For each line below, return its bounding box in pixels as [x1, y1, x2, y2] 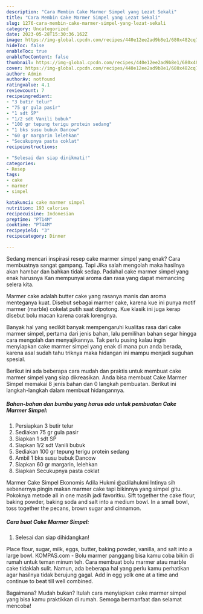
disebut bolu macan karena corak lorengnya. [6, 312, 118, 319]
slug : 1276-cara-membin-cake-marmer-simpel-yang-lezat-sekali [6, 20, 166, 26]
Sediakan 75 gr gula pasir [14, 428, 79, 436]
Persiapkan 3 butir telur [14, 422, 74, 429]
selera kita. [6, 281, 34, 288]
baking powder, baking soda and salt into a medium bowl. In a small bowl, [6, 498, 190, 505]
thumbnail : [6, 59, 34, 65]
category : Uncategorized [6, 25, 69, 32]
